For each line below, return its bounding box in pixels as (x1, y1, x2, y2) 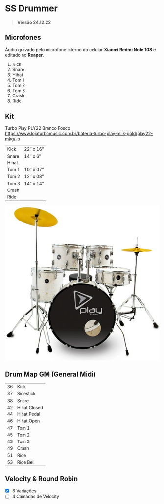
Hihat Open (17, 418, 40, 424)
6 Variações (12, 488, 37, 494)
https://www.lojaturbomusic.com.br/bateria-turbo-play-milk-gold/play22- (5, 130, 153, 136)
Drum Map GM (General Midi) (5, 370, 96, 378)
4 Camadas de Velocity (12, 493, 60, 500)
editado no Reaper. (5, 52, 44, 58)
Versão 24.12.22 (17, 19, 51, 25)
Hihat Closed (17, 404, 43, 410)
